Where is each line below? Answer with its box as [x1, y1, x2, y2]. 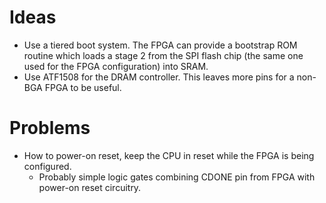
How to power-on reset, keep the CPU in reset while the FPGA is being [23, 149, 315, 161]
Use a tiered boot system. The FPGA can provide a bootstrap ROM [23, 39, 298, 51]
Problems [9, 117, 91, 140]
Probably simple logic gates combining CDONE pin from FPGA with [38, 171, 316, 183]
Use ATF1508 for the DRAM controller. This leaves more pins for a [23, 71, 295, 83]
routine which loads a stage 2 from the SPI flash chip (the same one [23, 49, 304, 61]
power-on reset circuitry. [38, 181, 142, 193]
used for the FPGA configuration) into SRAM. [23, 60, 209, 72]
